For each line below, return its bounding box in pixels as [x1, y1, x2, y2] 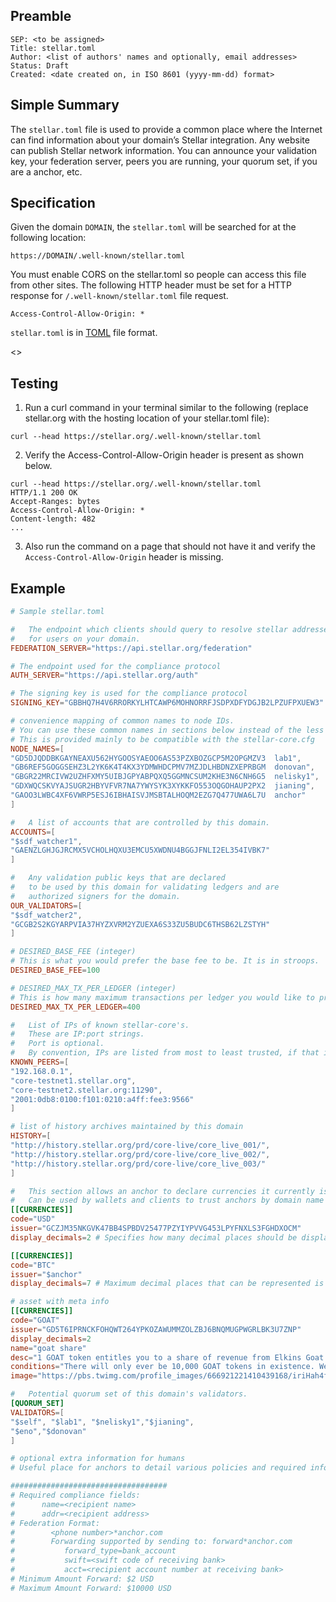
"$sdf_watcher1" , [10, 836, 83, 846]
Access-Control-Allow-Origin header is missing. [24, 551, 224, 563]
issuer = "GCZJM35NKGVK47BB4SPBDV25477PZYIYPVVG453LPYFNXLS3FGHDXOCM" [10, 1224, 302, 1234]
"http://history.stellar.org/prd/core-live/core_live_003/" [10, 1159, 267, 1169]
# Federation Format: [10, 1518, 101, 1528]
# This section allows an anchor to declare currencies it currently [10, 1186, 315, 1196]
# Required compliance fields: [10, 1490, 141, 1501]
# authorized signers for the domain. [10, 891, 182, 901]
